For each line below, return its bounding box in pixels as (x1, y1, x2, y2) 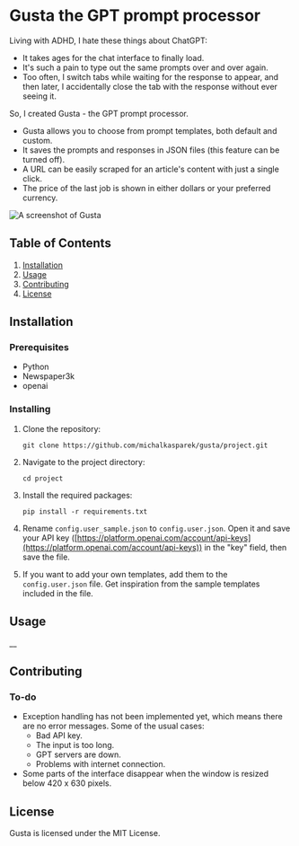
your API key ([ (22, 532, 78, 543)
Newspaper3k (22, 371, 75, 382)
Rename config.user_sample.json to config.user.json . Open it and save (22, 523, 291, 533)
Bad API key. (35, 730, 83, 741)
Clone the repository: (22, 423, 101, 434)
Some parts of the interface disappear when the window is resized (22, 769, 269, 780)
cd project (22, 473, 64, 483)
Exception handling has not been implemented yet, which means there (22, 711, 283, 722)
